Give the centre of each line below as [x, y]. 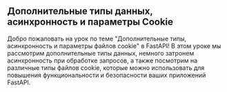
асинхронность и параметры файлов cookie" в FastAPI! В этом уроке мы [114, 46]
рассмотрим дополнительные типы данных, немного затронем [101, 53]
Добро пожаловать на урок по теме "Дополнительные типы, [97, 38]
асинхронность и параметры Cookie [90, 22]
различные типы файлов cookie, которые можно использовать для [106, 67]
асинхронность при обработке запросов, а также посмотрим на [102, 60]
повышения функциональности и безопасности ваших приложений [107, 75]
